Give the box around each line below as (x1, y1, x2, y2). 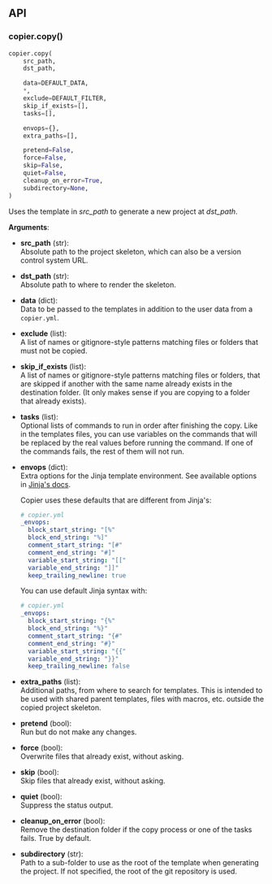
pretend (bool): (19, 719, 72, 729)
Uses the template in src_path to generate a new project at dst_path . (8, 207, 238, 216)
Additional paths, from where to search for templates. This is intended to (19, 686, 263, 695)
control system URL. (19, 255, 89, 265)
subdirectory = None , (23, 184, 89, 192)
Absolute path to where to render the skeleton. (19, 280, 176, 290)
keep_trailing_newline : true (28, 571, 127, 580)
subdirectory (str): (19, 849, 84, 859)
